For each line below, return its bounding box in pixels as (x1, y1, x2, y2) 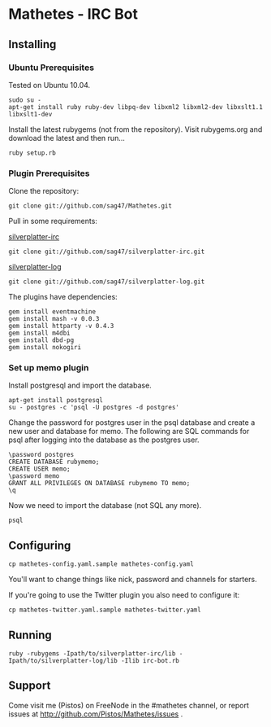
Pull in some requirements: (8, 217, 97, 226)
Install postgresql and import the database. (8, 380, 152, 391)
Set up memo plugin (8, 362, 89, 374)
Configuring (8, 538, 71, 552)
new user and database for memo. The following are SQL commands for (8, 427, 250, 436)
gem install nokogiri (8, 344, 82, 352)
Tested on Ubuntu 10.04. (8, 80, 91, 90)
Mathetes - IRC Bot (8, 5, 139, 24)
